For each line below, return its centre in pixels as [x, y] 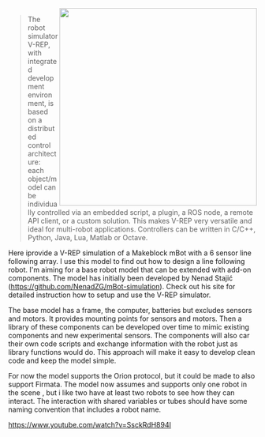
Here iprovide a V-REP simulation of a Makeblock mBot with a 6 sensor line [130, 253]
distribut [41, 128]
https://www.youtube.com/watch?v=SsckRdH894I [90, 425]
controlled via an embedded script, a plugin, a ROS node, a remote [145, 212]
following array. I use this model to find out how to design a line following [127, 261]
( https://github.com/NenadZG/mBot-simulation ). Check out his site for [122, 286]
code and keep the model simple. [62, 360]
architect [42, 154]
